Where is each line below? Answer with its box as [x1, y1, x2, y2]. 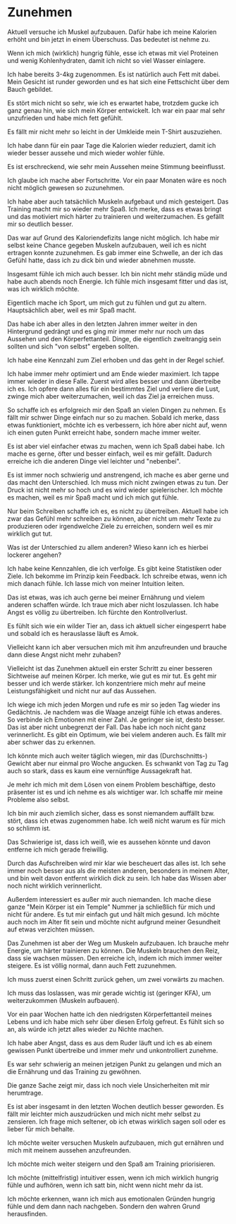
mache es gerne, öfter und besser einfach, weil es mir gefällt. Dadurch [7, 449, 213, 458]
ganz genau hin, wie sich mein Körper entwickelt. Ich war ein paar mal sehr [7, 106, 225, 114]
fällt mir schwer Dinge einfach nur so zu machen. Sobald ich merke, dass [7, 413, 220, 421]
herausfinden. [7, 1209, 48, 1218]
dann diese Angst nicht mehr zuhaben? [7, 650, 121, 659]
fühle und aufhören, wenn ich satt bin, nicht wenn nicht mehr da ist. [7, 1181, 204, 1189]
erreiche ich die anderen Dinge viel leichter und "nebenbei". [7, 457, 181, 465]
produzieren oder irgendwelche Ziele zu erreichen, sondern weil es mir [7, 522, 213, 530]
